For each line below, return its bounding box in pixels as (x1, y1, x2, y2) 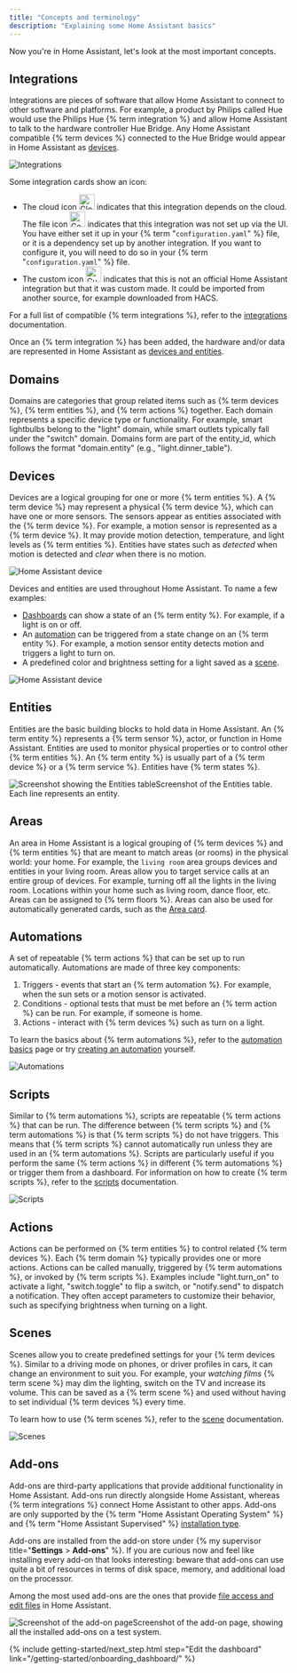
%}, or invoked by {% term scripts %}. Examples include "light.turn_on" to (9, 1272, 279, 1282)
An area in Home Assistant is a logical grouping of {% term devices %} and (9, 837, 284, 848)
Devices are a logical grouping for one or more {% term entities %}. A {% (9, 492, 277, 502)
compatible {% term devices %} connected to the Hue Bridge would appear (9, 132, 286, 143)
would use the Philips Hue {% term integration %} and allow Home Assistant (9, 114, 288, 124)
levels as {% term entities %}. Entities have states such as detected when (9, 539, 277, 549)
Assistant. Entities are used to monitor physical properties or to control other (9, 742, 288, 753)
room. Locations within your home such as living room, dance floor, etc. (9, 885, 271, 895)
